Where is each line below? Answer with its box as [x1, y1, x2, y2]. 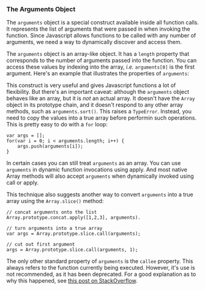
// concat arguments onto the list [6, 209, 97, 216]
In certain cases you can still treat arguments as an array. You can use [6, 159, 181, 167]
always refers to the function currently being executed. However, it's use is [6, 264, 195, 272]
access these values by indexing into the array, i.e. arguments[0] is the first [6, 63, 195, 71]
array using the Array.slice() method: [6, 197, 104, 205]
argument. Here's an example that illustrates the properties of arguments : [6, 70, 190, 77]
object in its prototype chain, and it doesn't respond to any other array [6, 101, 184, 109]
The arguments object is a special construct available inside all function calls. [6, 19, 199, 26]
